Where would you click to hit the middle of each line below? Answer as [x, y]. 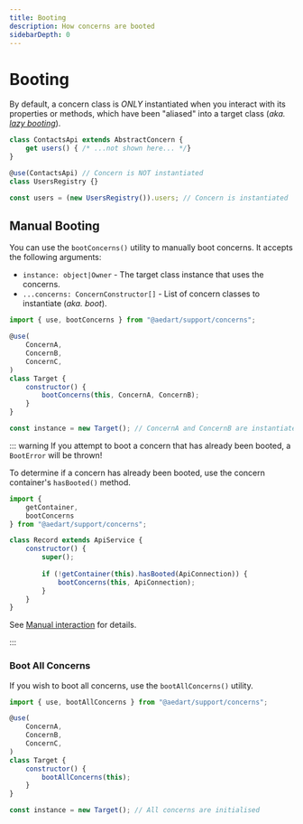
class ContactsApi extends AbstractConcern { [96, 140]
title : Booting [38, 18]
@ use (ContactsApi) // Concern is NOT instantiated [106, 173]
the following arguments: [55, 257]
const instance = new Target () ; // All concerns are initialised [134, 810]
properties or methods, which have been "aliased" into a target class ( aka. [147, 114]
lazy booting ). [35, 124]
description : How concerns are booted [82, 26]
